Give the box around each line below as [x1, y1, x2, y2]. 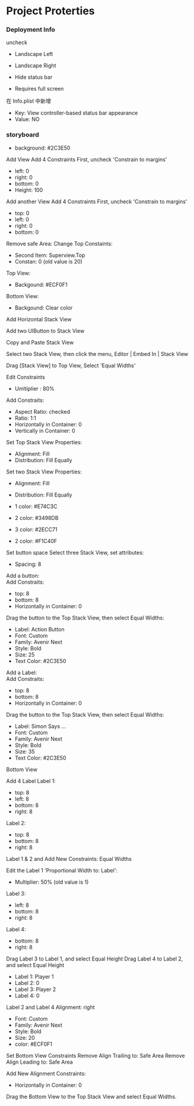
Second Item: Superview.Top [14, 252, 85, 259]
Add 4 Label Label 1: [6, 777, 56, 785]
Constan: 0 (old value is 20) [14, 258, 83, 265]
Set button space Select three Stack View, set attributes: [6, 549, 144, 556]
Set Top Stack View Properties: [6, 438, 82, 445]
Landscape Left [14, 51, 53, 58]
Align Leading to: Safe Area [6, 1058, 73, 1065]
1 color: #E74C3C [14, 503, 58, 510]
